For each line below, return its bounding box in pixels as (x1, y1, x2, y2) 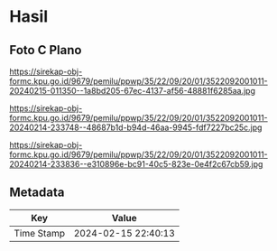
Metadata (9, 185, 65, 200)
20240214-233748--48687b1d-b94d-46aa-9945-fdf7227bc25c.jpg (9, 122, 263, 133)
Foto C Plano (9, 42, 82, 58)
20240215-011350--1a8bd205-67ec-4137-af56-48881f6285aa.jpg (9, 86, 255, 96)
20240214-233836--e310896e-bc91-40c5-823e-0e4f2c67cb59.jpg (9, 159, 263, 169)
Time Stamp (14, 227, 66, 239)
